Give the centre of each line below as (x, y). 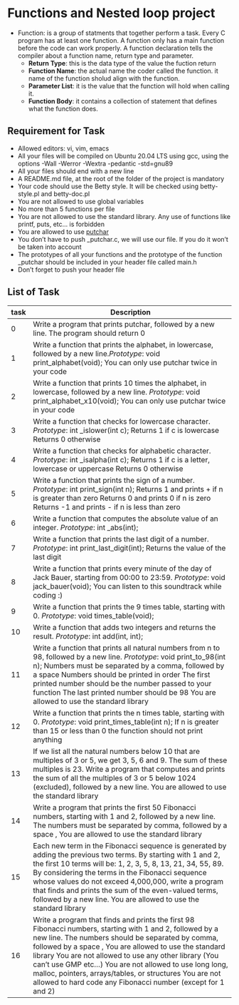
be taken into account (49, 247)
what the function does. (63, 108)
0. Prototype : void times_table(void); (94, 616)
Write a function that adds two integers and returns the (124, 627)
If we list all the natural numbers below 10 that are (117, 751)
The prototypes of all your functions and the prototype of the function (120, 254)
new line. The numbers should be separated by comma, (126, 937)
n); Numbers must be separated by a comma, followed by (129, 665)
